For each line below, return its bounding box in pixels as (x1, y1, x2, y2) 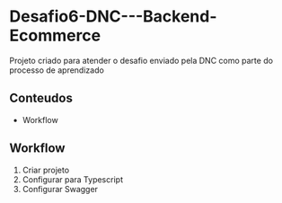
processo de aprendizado (9, 65, 105, 75)
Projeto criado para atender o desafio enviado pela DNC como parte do (9, 55, 274, 66)
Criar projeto (22, 164, 70, 175)
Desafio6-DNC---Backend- (9, 6, 217, 27)
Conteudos (9, 91, 74, 106)
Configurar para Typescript (22, 173, 124, 185)
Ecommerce (9, 25, 101, 46)
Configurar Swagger (22, 183, 99, 194)
